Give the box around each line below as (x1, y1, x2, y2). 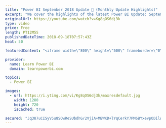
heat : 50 (5, 39, 23, 44)
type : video (5, 21, 30, 26)
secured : (5, 116, 23, 121)
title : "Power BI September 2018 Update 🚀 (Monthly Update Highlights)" (5, 7, 158, 12)
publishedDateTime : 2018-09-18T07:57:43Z (5, 35, 92, 40)
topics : (5, 75, 21, 80)
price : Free (5, 26, 30, 31)
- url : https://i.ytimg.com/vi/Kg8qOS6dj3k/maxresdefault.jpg (9, 93, 140, 98)
